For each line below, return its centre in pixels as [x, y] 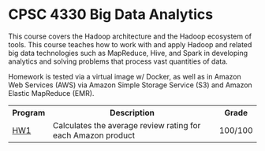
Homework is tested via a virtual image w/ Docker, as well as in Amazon [125, 76]
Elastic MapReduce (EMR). [51, 93]
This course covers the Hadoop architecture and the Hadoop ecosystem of [130, 36]
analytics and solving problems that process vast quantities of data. [118, 61]
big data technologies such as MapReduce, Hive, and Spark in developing [128, 53]
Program [29, 112]
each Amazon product [94, 135]
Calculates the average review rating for [127, 125]
